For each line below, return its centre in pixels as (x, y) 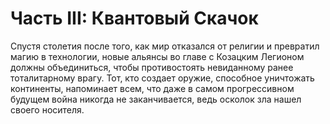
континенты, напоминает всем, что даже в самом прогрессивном (152, 88)
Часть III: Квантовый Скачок (134, 18)
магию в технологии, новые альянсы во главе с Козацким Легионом (157, 56)
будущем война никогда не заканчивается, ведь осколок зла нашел (156, 99)
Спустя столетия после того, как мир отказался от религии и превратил (165, 46)
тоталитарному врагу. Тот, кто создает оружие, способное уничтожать (162, 78)
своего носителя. (47, 109)
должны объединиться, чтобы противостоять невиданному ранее (152, 67)
